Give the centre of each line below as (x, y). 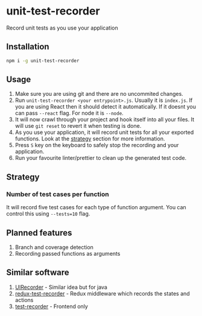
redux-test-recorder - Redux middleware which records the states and (102, 293)
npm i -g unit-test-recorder (43, 61)
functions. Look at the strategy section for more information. (90, 139)
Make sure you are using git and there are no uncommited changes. (99, 94)
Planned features (39, 232)
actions (24, 300)
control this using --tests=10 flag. (48, 214)
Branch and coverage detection (54, 247)
